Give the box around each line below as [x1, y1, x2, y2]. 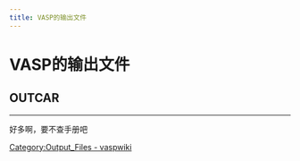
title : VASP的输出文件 [9, 13, 87, 22]
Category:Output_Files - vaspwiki [9, 141, 132, 152]
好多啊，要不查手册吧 [9, 123, 87, 134]
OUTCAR [9, 90, 60, 106]
